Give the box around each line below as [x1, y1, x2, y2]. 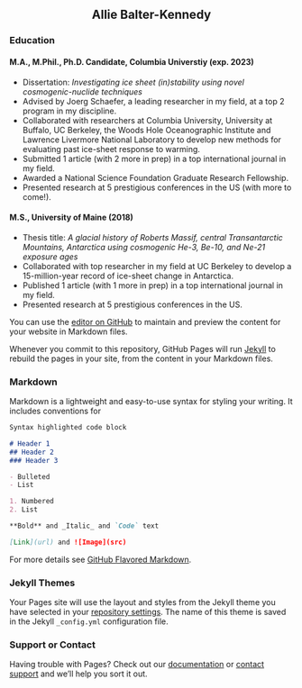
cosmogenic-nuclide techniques [22, 86, 142, 97]
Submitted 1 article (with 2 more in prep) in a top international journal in [22, 153, 287, 164]
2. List [9, 505, 39, 514]
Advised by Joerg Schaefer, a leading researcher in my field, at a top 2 [22, 95, 285, 106]
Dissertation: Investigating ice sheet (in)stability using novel [22, 77, 245, 87]
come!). [22, 191, 51, 202]
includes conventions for [9, 405, 102, 417]
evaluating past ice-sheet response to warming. [22, 143, 201, 154]
